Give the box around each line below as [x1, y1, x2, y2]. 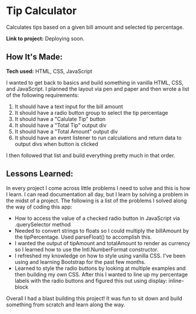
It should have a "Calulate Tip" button [14, 115, 106, 122]
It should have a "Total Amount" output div [14, 128, 118, 135]
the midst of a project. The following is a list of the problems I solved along [6, 197, 187, 204]
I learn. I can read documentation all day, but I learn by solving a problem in [6, 191, 189, 198]
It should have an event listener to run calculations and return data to [14, 134, 182, 141]
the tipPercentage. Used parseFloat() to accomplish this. [14, 233, 152, 240]
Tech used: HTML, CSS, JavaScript [6, 68, 92, 75]
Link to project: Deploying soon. [6, 35, 85, 42]
